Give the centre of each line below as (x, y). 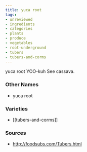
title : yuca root (24, 10)
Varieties (16, 108)
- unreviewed (19, 19)
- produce (16, 39)
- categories (19, 29)
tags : (11, 15)
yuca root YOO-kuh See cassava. (40, 71)
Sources (16, 133)
